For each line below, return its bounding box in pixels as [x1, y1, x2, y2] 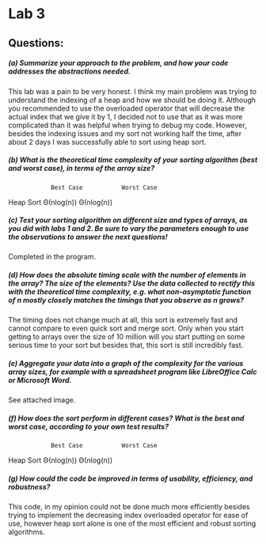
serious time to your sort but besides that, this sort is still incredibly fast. [8, 341, 244, 350]
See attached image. [8, 395, 76, 405]
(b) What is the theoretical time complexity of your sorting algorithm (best [8, 155, 258, 164]
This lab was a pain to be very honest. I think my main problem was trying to [8, 86, 257, 96]
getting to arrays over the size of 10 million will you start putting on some [8, 332, 245, 342]
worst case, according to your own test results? [8, 422, 169, 432]
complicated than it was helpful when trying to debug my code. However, [8, 120, 247, 130]
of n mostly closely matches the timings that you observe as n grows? [8, 296, 245, 305]
